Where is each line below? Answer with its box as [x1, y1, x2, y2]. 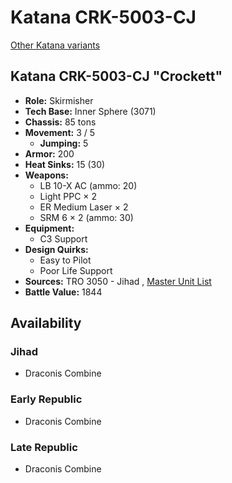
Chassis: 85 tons [24, 116, 97, 128]
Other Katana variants [10, 39, 101, 51]
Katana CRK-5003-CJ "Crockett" [10, 68, 223, 85]
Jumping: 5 [39, 137, 89, 149]
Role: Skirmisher [24, 94, 94, 106]
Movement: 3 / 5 [24, 126, 96, 138]
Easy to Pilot [39, 254, 92, 266]
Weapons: [24, 169, 69, 181]
